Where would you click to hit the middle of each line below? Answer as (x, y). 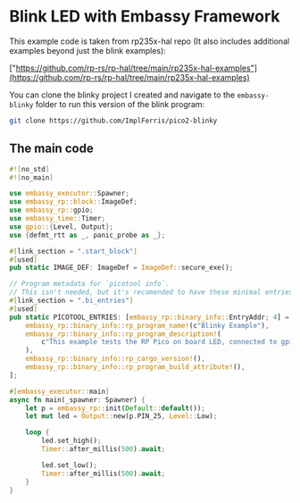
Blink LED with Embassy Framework (145, 17)
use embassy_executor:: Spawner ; (69, 194)
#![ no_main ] (31, 177)
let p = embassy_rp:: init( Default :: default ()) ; (115, 408)
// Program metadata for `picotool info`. (89, 284)
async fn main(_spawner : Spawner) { (77, 399)
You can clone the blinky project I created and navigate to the (122, 95)
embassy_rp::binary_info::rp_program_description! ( (123, 334)
